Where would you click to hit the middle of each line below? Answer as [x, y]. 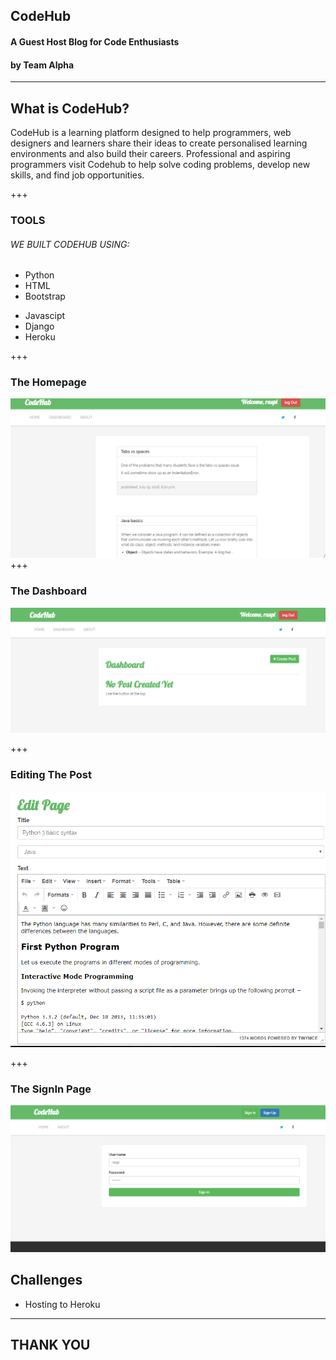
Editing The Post [51, 774]
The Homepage [48, 382]
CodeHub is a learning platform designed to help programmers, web [151, 132]
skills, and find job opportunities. [77, 175]
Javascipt [45, 316]
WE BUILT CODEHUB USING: [70, 244]
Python [39, 275]
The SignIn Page [51, 1089]
